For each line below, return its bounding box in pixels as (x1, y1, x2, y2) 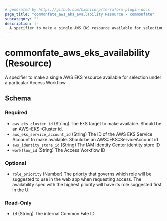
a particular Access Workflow (5, 80, 66, 86)
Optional (5, 159, 26, 166)
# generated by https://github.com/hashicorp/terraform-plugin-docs (5, 7, 150, 12)
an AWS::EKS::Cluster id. (12, 126, 63, 132)
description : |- (5, 21, 39, 26)
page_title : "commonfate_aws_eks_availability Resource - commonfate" (5, 12, 155, 17)
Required (5, 109, 28, 116)
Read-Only (5, 199, 32, 206)
